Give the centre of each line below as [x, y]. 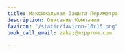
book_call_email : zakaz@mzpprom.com [59, 33]
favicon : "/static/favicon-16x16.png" [62, 26]
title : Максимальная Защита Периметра [62, 13]
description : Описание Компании [53, 20]
